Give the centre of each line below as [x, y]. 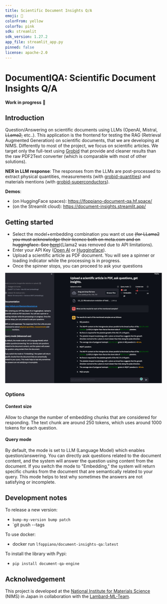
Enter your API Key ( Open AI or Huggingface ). [59, 250]
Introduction [25, 118]
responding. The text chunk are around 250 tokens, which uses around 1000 [83, 423]
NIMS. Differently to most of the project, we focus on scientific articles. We [82, 146]
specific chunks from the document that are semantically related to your [79, 471]
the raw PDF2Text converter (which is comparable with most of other [76, 156]
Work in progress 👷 [25, 102]
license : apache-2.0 [27, 52]
